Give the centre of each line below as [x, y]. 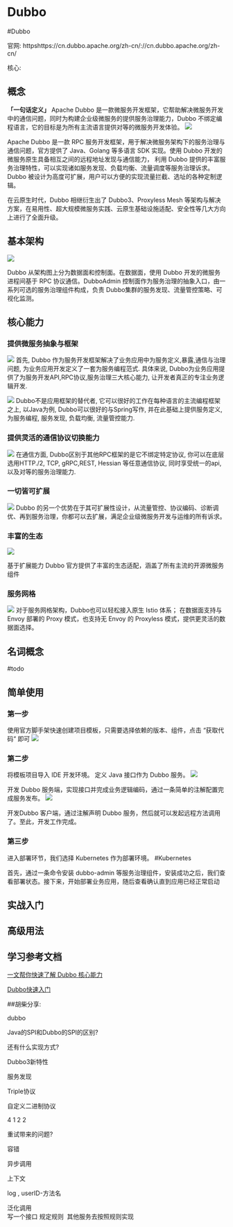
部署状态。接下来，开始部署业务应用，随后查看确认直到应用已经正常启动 [116, 881]
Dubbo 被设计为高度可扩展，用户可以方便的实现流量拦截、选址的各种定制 [112, 176]
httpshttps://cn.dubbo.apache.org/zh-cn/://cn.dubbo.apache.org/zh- [121, 45]
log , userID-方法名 [34, 1193]
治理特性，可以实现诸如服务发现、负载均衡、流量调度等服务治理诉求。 [113, 168]
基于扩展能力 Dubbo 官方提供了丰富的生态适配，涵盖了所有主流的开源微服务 [115, 565]
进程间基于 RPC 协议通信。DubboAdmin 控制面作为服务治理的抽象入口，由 [113, 281]
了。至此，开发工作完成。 [44, 822]
